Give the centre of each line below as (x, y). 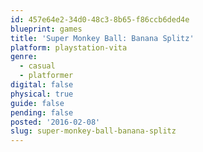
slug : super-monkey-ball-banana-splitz (93, 131)
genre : (24, 57)
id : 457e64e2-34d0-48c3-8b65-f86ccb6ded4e (100, 19)
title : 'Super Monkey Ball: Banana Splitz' (102, 38)
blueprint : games (46, 29)
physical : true (42, 94)
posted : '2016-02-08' (55, 122)
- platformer (46, 76)
